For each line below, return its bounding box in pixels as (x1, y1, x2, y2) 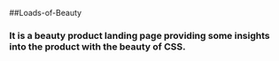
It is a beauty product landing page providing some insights (9, 29, 270, 42)
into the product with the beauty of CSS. (9, 40, 186, 52)
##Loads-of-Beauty (9, 8, 82, 18)
